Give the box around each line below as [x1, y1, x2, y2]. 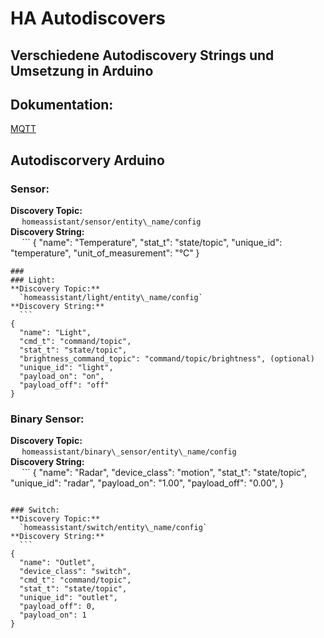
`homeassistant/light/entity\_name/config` [19, 293, 203, 303]
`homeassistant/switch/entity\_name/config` [19, 523, 208, 533]
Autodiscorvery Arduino [10, 152, 165, 169]
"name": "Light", [19, 328, 92, 338]
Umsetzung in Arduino [10, 62, 154, 79]
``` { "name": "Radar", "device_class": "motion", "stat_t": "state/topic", [21, 467, 308, 479]
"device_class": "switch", [19, 567, 132, 577]
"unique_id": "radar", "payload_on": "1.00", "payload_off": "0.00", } [10, 477, 285, 489]
